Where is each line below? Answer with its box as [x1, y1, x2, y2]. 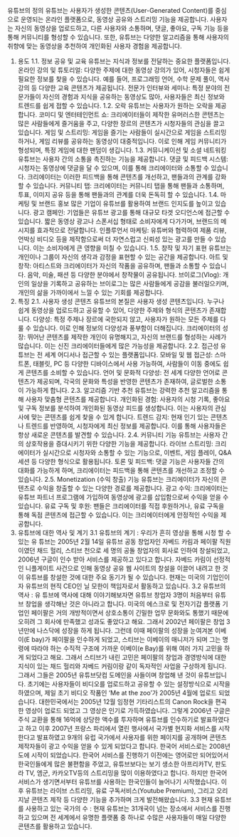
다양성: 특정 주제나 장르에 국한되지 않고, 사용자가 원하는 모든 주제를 [33, 315, 219, 323]
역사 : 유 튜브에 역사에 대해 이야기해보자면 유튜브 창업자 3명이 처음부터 [17, 591, 213, 599]
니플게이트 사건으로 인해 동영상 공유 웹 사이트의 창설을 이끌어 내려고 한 [25, 564, 221, 572]
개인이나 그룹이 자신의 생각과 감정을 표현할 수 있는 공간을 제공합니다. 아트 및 [17, 253, 229, 261]
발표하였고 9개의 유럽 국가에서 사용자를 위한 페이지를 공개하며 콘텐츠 [36, 733, 227, 742]
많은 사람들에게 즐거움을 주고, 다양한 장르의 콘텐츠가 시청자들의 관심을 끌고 [17, 120, 225, 127]
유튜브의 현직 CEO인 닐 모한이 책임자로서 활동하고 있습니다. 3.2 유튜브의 [25, 582, 226, 590]
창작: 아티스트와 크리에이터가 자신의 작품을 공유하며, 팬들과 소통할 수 [17, 262, 208, 270]
